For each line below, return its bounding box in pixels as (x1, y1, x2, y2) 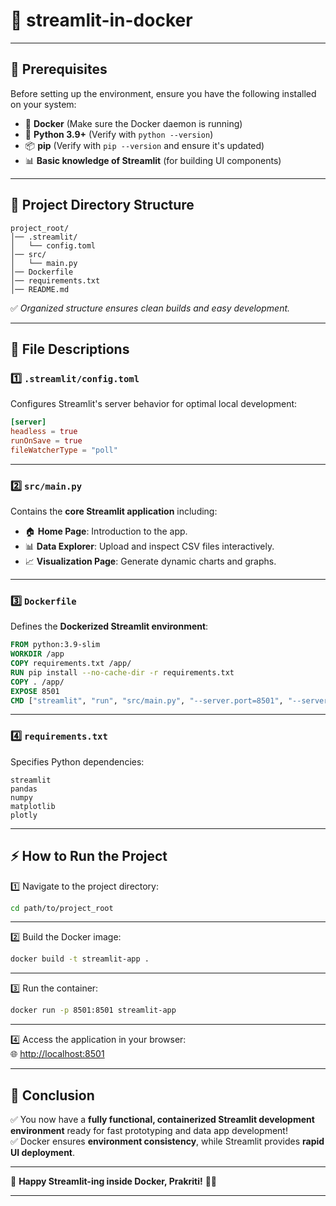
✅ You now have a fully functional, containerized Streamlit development (10, 1114, 315, 1126)
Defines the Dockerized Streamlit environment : (10, 620, 209, 633)
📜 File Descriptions (10, 340, 130, 358)
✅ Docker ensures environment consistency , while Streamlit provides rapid (10, 1135, 325, 1148)
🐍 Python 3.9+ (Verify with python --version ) (24, 128, 214, 140)
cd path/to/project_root (10, 903, 114, 913)
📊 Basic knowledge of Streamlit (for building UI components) (24, 154, 282, 166)
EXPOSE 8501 (10, 686, 60, 696)
